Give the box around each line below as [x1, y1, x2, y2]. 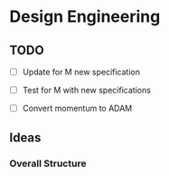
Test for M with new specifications [22, 84, 152, 96]
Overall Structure [9, 157, 87, 170]
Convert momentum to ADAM [22, 103, 133, 114]
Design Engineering [9, 6, 161, 27]
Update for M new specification [22, 66, 140, 77]
